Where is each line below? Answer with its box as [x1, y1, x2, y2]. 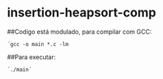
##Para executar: [7, 53, 56, 61]
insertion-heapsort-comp [7, 5, 156, 21]
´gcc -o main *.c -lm [7, 41, 69, 47]
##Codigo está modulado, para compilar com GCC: [7, 27, 152, 36]
